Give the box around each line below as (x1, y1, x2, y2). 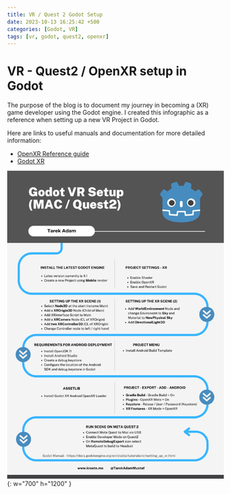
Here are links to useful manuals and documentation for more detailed (7, 129, 206, 137)
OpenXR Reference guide (16, 150, 89, 158)
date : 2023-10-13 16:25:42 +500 (7, 18, 100, 26)
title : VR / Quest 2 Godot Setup (7, 11, 103, 18)
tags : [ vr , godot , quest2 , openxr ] (7, 33, 109, 40)
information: (7, 137, 42, 145)
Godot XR (16, 157, 45, 166)
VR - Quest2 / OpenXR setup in (7, 63, 187, 79)
